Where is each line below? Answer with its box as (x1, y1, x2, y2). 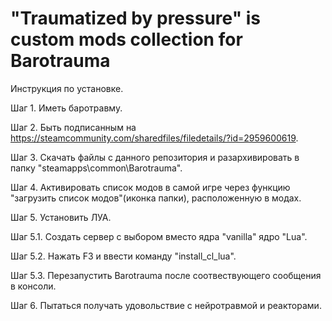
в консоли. (10, 280, 57, 292)
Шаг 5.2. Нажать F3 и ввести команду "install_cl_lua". (10, 250, 237, 262)
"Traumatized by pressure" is (10, 7, 262, 30)
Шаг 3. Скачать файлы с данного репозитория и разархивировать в (10, 151, 300, 163)
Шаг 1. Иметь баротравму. (10, 102, 123, 114)
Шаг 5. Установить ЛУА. (10, 211, 112, 223)
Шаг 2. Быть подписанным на (10, 121, 137, 133)
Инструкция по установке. (10, 82, 124, 94)
